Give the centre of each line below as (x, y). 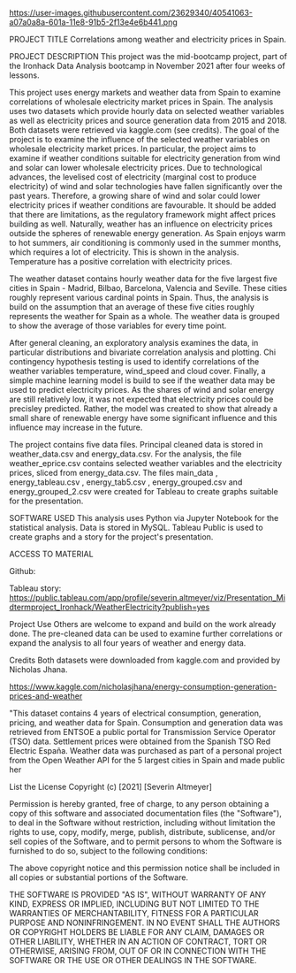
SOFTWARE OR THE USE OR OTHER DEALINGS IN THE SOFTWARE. (133, 960)
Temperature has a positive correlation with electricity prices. (121, 261)
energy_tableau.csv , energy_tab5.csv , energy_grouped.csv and (126, 482)
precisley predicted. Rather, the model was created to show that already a (144, 409)
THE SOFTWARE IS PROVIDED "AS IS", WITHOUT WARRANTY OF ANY (138, 894)
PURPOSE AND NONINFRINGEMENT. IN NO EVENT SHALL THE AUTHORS (145, 923)
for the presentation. (46, 501)
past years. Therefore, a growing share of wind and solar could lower (135, 195)
